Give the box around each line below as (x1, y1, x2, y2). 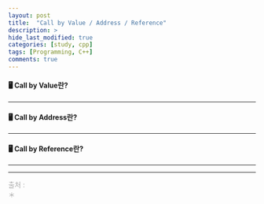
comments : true (8, 56, 58, 64)
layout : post (8, 11, 51, 20)
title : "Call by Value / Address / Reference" (8, 19, 167, 27)
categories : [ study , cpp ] (8, 41, 93, 49)
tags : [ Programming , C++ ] (8, 48, 93, 56)
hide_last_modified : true (8, 33, 93, 42)
